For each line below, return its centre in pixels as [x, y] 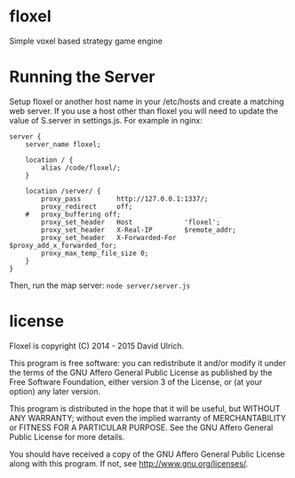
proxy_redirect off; [87, 206]
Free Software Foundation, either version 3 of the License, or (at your [136, 382]
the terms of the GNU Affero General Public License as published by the [141, 372]
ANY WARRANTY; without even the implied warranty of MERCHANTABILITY [148, 418]
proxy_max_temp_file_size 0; [95, 253]
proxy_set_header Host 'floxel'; [131, 222]
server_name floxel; [63, 144]
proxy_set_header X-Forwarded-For [109, 237]
